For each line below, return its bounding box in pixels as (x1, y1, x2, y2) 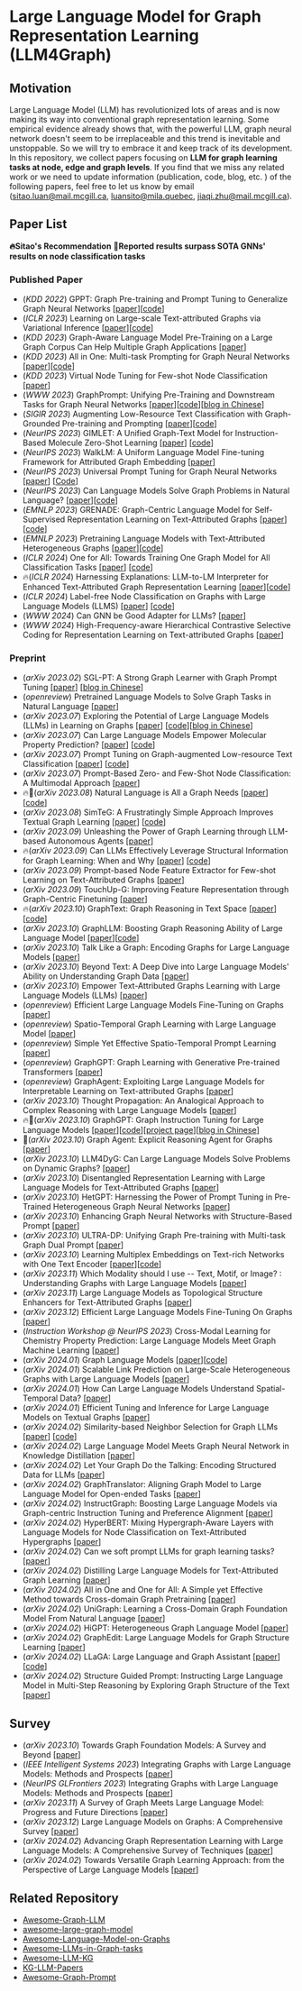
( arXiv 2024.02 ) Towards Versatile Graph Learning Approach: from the (22, 1855, 286, 1866)
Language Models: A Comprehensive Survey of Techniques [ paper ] (22, 1845, 273, 1856)
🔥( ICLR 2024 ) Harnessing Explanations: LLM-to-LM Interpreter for (22, 571, 269, 582)
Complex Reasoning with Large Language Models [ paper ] (22, 1105, 237, 1116)
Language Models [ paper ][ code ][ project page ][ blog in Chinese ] (22, 1125, 260, 1136)
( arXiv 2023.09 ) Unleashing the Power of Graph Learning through (22, 827, 267, 837)
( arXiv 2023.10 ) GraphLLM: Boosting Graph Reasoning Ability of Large (22, 923, 283, 934)
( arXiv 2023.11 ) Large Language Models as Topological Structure (22, 1287, 263, 1299)
